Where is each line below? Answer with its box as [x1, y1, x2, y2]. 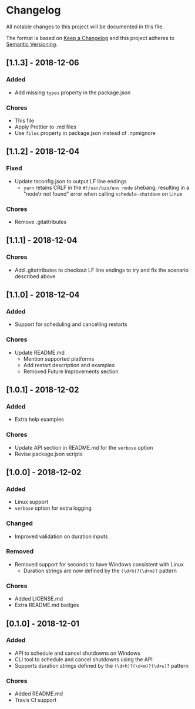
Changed [6, 519, 33, 527]
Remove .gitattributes [14, 218, 67, 225]
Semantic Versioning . [6, 41, 58, 48]
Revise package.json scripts [14, 450, 83, 457]
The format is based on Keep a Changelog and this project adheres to [6, 34, 175, 41]
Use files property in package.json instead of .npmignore [14, 129, 156, 136]
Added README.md [14, 690, 63, 697]
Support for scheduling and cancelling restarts [14, 321, 127, 328]
